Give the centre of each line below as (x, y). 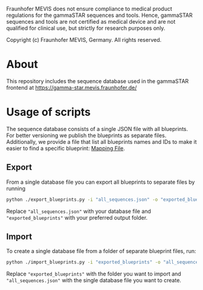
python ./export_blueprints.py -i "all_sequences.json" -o (82, 200)
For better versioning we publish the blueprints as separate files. (86, 135)
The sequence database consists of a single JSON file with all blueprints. (97, 129)
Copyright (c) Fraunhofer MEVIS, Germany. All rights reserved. (84, 40)
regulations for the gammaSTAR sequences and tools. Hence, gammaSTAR (100, 15)
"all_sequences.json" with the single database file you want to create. (94, 280)
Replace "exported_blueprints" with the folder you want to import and (94, 274)
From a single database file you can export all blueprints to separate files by (101, 182)
